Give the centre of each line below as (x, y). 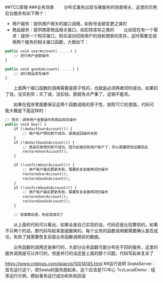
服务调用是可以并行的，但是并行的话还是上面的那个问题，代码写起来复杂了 (79, 253)
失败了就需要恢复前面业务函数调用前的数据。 (58, 237)
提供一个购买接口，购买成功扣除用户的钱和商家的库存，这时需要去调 (89, 36)
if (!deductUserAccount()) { (43, 129)
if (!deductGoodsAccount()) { (44, 142)
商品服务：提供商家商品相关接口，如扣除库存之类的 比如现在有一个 (83, 30)
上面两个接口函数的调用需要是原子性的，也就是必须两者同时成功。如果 (84, 88)
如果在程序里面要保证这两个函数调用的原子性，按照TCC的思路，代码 (82, 104)
